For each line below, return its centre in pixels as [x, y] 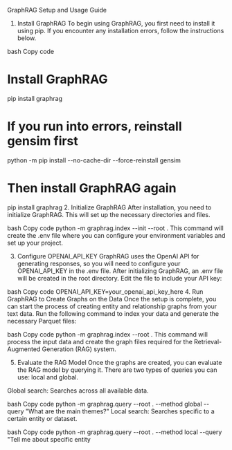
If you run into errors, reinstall [95, 126]
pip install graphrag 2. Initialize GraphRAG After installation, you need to [109, 207]
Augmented [24, 349]
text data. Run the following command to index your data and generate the [113, 313]
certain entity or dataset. [42, 418]
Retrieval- [208, 341]
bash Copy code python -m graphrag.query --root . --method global [105, 404]
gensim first [43, 141]
